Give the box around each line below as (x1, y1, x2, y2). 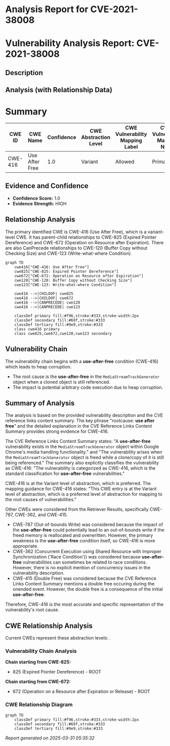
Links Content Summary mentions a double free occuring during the (12, 581, 155, 587)
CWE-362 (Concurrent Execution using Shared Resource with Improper (12, 548, 162, 554)
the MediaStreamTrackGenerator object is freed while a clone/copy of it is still (5, 455, 164, 461)
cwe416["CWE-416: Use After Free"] (14, 265, 90, 270)
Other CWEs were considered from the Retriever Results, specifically (5, 506, 149, 512)
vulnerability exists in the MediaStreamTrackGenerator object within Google (5, 443, 159, 450)
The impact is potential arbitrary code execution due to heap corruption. (12, 384, 163, 390)
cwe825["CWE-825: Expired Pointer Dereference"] (14, 269, 119, 274)
